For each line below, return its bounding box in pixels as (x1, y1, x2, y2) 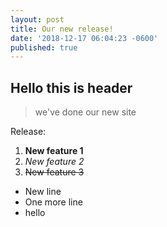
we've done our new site (34, 106, 137, 118)
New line (24, 186, 62, 198)
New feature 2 (24, 156, 85, 168)
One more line (24, 196, 83, 208)
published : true (10, 42, 78, 53)
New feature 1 (24, 145, 84, 157)
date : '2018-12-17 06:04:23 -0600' (10, 33, 159, 43)
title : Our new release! (10, 24, 114, 34)
